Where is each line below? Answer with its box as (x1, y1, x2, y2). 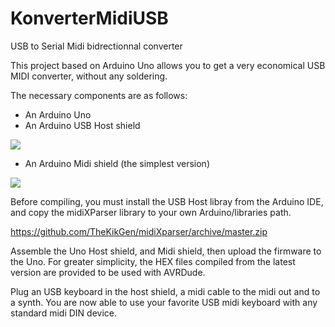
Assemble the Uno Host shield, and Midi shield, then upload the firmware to (10, 245, 322, 257)
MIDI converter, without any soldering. (10, 70, 168, 82)
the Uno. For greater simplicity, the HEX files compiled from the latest (10, 255, 296, 267)
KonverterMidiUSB (10, 7, 169, 30)
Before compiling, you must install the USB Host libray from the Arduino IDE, (10, 195, 324, 207)
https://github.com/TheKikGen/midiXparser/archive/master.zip (10, 225, 268, 237)
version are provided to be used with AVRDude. (10, 266, 206, 278)
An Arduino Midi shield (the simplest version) (24, 157, 210, 169)
